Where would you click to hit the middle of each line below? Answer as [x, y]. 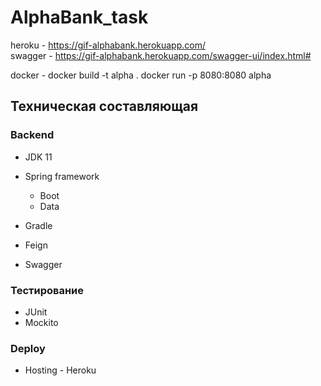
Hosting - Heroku [60, 370]
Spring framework [62, 176]
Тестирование [47, 290]
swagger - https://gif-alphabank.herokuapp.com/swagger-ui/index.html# [161, 55]
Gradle [38, 225]
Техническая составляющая [104, 106]
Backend [32, 135]
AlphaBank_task [79, 17]
